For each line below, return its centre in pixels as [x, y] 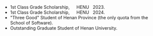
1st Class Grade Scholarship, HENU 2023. [57, 7]
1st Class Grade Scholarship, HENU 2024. [57, 12]
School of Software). [32, 23]
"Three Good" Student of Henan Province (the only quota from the [79, 18]
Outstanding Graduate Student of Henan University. [64, 28]
